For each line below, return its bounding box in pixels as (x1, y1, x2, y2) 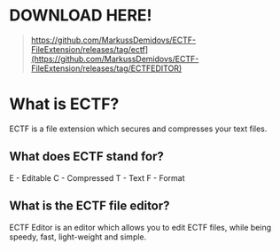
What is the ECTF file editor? (9, 199, 170, 214)
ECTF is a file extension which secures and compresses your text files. (9, 123, 268, 134)
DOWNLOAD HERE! (9, 5, 152, 26)
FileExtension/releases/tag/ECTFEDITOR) (30, 63, 183, 74)
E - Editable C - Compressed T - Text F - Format (9, 172, 185, 183)
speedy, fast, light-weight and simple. (9, 231, 147, 242)
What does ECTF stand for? (9, 149, 164, 164)
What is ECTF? (9, 94, 120, 114)
